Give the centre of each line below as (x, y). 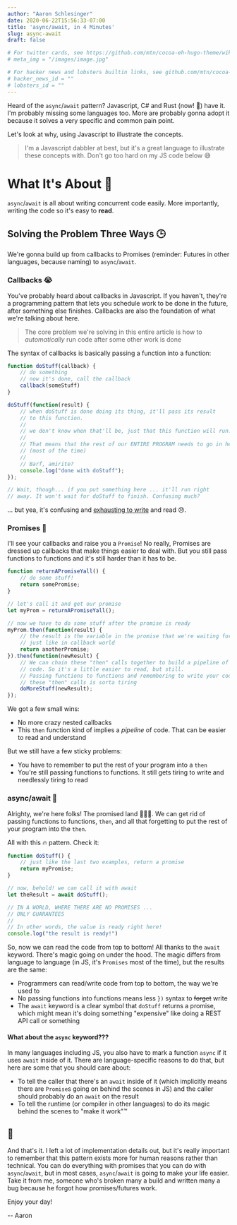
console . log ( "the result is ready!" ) (63, 934)
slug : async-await (34, 34)
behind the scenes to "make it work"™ (72, 1111)
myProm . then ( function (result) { (55, 630)
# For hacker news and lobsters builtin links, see (85, 72)
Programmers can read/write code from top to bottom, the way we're (118, 984)
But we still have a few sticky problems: (65, 751)
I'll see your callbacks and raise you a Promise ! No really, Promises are (109, 544)
